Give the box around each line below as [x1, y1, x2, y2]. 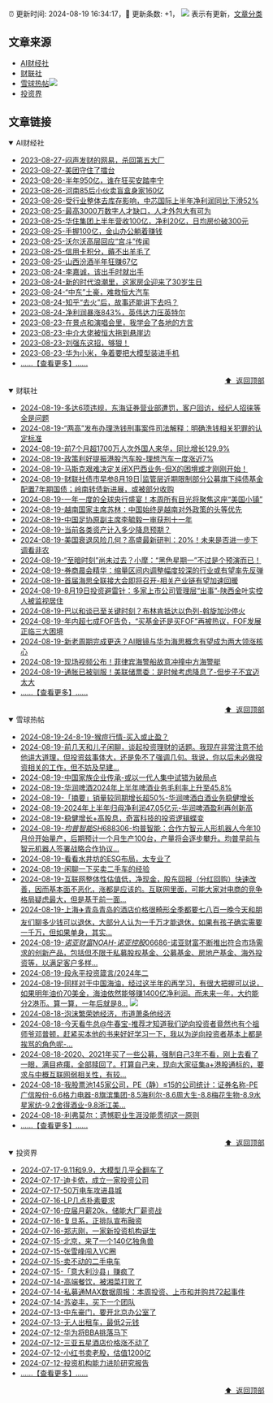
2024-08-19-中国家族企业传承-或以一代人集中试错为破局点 [19, 773, 218, 782]
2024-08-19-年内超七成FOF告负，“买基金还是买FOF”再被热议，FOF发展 [19, 617, 262, 626]
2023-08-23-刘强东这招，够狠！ [19, 338, 130, 348]
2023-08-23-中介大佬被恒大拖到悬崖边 [19, 328, 151, 338]
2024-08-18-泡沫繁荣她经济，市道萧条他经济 [19, 1009, 171, 1019]
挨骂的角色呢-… [19, 1039, 73, 1049]
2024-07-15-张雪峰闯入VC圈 [19, 1246, 116, 1256]
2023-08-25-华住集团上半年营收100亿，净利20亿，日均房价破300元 [19, 216, 249, 226]
